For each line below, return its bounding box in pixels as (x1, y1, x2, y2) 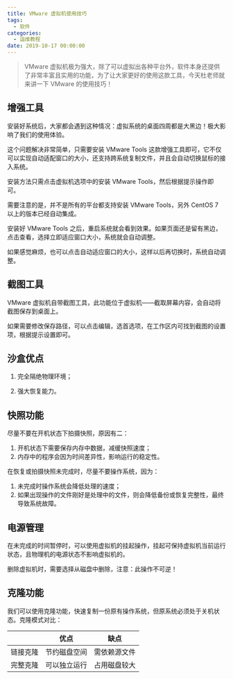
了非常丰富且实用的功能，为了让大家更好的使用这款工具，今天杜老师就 (24, 71, 225, 79)
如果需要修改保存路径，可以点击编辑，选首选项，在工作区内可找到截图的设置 (7, 321, 226, 330)
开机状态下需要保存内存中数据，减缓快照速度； (17, 444, 151, 452)
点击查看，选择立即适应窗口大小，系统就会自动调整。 (7, 233, 159, 241)
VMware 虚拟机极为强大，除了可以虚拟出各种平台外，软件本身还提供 (24, 62, 221, 70)
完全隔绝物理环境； (17, 372, 73, 380)
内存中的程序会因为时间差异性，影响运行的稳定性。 (17, 453, 164, 461)
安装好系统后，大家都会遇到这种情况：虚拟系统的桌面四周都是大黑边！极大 (7, 121, 220, 130)
